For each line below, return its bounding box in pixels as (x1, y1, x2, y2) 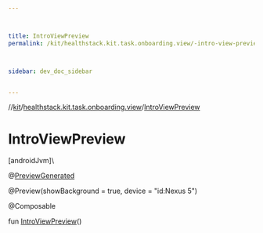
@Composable (8, 202, 56, 211)
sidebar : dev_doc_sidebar (8, 67, 92, 75)
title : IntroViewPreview (8, 32, 89, 40)
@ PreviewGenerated (8, 171, 75, 180)
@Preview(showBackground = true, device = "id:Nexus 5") (8, 186, 198, 196)
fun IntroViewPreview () (8, 217, 82, 226)
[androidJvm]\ (8, 156, 55, 166)
